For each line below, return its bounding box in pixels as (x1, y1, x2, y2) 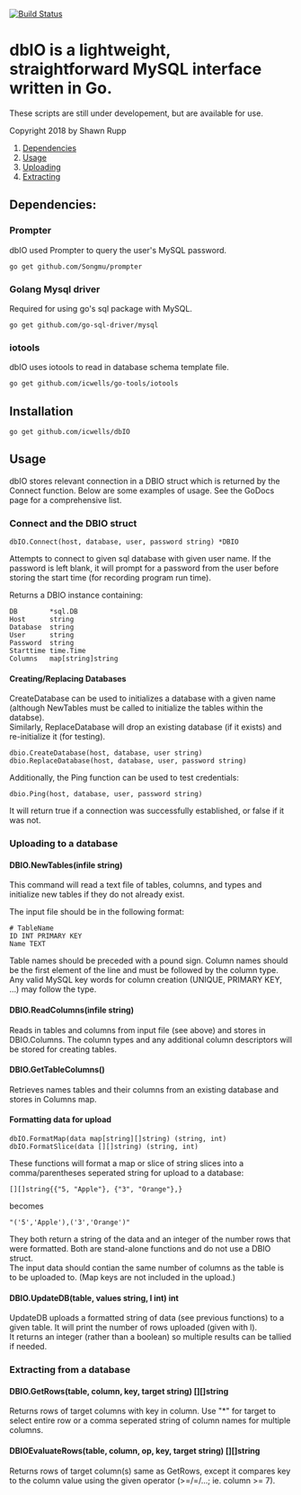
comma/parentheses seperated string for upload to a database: (9, 1168, 244, 1179)
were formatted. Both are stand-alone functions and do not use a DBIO (9, 1243, 271, 1254)
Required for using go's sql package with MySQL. (9, 303, 193, 314)
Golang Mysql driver (9, 283, 101, 296)
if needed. (9, 1341, 48, 1352)
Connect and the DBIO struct (9, 517, 137, 529)
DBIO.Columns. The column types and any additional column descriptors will (9, 1034, 293, 1045)
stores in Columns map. (9, 1093, 97, 1104)
